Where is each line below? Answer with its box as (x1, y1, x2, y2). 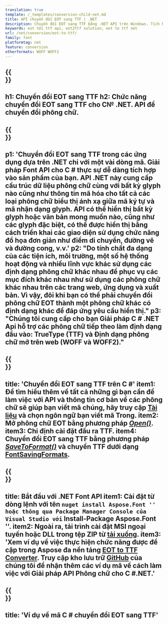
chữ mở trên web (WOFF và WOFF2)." (5, 338, 124, 347)
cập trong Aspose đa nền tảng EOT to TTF (5, 545, 138, 554)
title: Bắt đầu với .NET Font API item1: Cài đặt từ (5, 492, 155, 501)
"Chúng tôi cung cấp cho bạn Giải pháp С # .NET (5, 315, 159, 323)
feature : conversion (5, 45, 48, 50)
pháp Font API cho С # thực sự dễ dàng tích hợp (5, 166, 156, 174)
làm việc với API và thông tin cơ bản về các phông (5, 395, 163, 404)
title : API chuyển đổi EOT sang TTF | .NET (5, 17, 97, 22)
